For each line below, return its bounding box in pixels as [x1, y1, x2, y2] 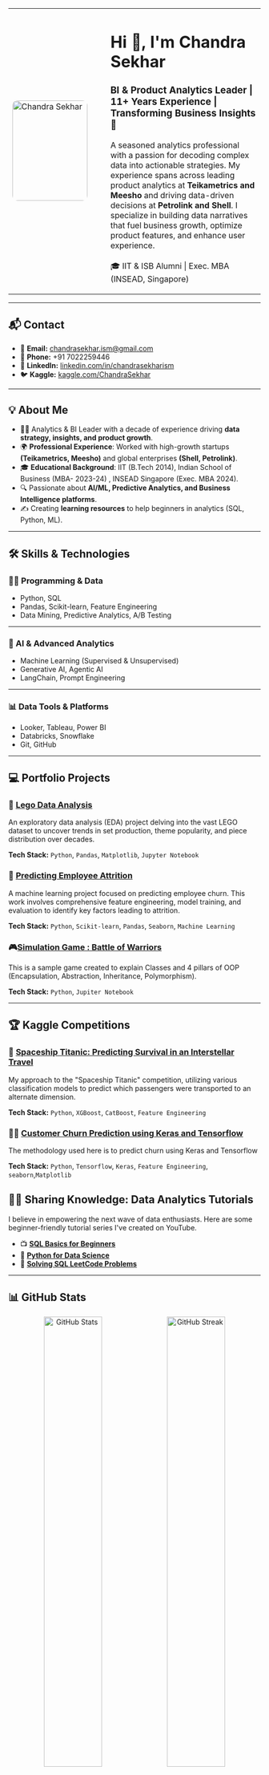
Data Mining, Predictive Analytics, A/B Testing [19, 610, 172, 620]
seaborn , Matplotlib [8, 1169, 72, 1179]
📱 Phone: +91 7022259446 [19, 352, 110, 362]
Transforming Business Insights [110, 107, 256, 120]
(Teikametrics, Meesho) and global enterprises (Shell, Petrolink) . [19, 453, 238, 464]
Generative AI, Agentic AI [19, 665, 104, 675]
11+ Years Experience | [110, 95, 218, 107]
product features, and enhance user [110, 229, 246, 241]
